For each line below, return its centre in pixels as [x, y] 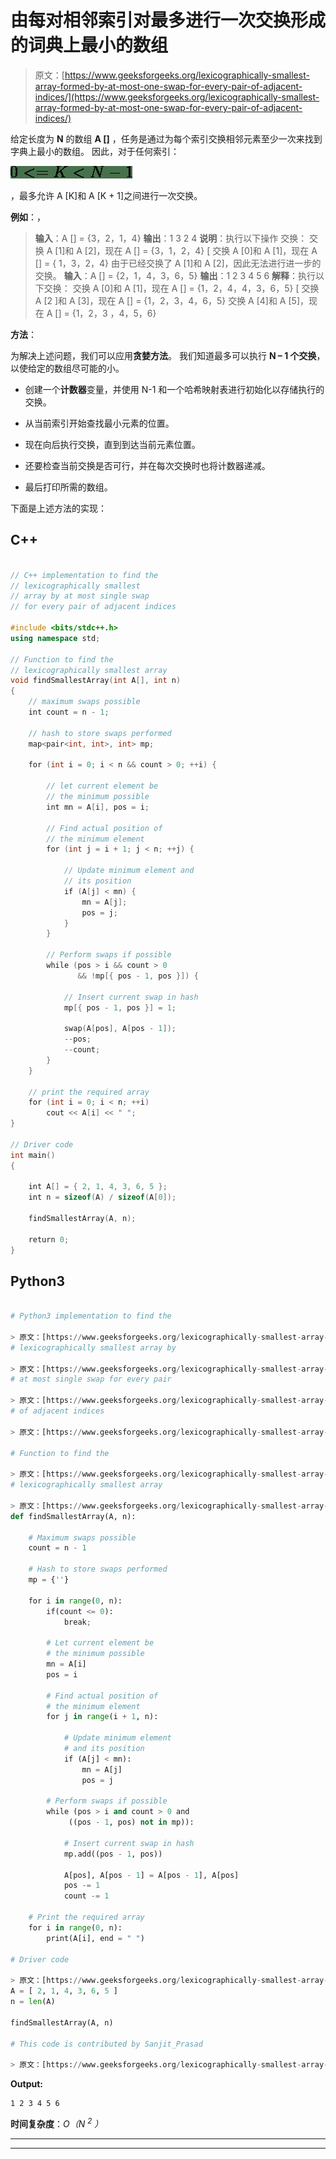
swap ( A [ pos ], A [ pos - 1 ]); [120, 1029]
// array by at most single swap [80, 596]
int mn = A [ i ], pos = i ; [98, 807]
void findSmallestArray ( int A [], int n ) [96, 681]
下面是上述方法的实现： [58, 508]
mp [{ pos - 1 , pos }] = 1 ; [120, 1007]
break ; [77, 1622]
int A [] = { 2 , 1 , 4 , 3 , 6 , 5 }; [98, 1187]
